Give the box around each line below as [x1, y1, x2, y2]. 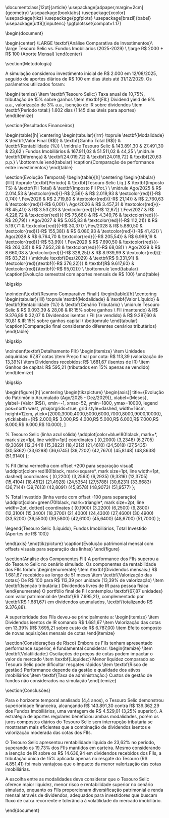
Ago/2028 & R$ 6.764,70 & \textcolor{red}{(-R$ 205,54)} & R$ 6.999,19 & [5, 233, 157, 240]
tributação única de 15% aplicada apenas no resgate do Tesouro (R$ [5, 756, 148, 761]
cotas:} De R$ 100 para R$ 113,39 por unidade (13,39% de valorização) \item [5, 577, 164, 583]
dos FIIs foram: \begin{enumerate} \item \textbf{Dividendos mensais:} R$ [5, 567, 157, 572]
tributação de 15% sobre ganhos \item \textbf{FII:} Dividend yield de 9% [5, 96, 155, 102]
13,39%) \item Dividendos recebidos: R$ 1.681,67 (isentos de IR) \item [5, 359, 150, 365]
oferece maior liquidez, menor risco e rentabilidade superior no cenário [5, 782, 153, 787]
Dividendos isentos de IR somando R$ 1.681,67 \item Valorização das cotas [5, 619, 161, 625]
